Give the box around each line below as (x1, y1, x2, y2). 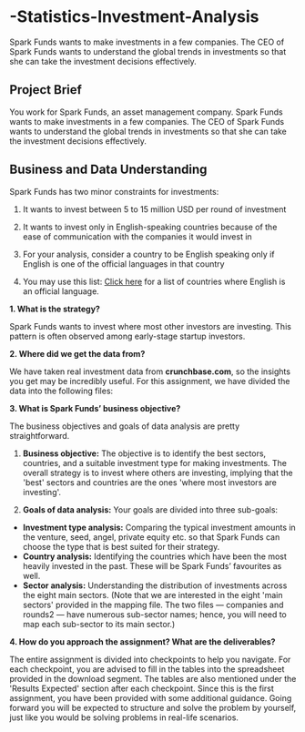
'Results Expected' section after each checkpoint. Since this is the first (9, 683, 275, 694)
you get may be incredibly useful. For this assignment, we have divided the (9, 375, 290, 386)
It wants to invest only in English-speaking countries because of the (22, 221, 278, 232)
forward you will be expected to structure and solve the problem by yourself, (9, 702, 297, 713)
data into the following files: (9, 385, 114, 396)
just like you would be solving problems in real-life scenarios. (9, 712, 239, 723)
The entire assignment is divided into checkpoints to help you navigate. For (9, 654, 291, 665)
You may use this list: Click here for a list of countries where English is (22, 276, 286, 287)
